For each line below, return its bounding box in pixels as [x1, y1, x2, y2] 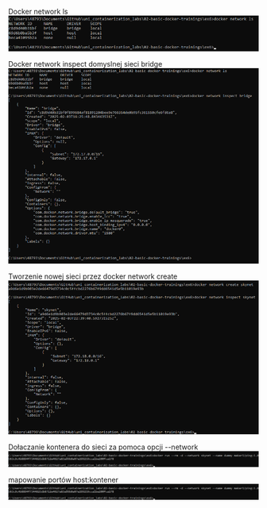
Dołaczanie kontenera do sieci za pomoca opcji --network [8, 442, 199, 452]
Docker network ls [8, 7, 68, 16]
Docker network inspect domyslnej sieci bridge [8, 59, 163, 68]
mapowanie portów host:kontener [8, 475, 119, 484]
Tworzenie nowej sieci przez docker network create [8, 271, 178, 281]
